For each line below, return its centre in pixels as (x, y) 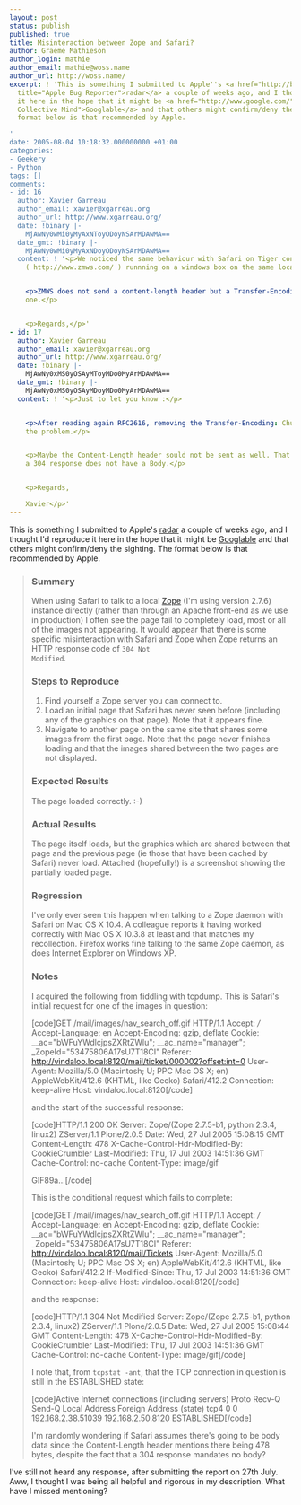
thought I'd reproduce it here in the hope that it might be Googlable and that (149, 538)
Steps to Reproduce (75, 681)
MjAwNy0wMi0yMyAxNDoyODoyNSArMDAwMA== (98, 251)
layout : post (34, 17)
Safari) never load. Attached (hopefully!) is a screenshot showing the (158, 862)
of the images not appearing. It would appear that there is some (149, 630)
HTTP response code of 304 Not (90, 649)
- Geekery (28, 159)
